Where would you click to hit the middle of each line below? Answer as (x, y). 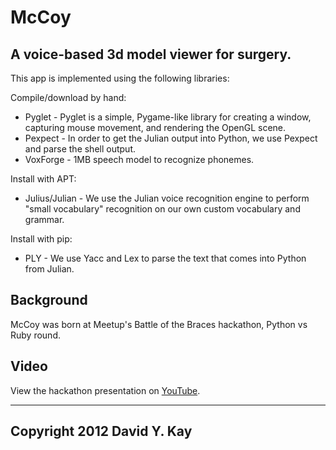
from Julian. (49, 269)
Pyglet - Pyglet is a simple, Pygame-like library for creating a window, (168, 117)
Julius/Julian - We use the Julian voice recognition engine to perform (167, 198)
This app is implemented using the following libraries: (120, 78)
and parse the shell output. (80, 149)
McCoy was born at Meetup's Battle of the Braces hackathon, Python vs (159, 324)
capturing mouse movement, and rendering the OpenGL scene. (155, 127)
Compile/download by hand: (68, 97)
